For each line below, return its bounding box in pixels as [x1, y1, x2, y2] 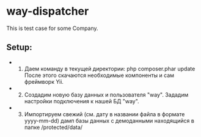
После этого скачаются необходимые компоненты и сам [24, 72, 175, 79]
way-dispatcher [6, 4, 89, 18]
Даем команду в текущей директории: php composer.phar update [24, 65, 196, 72]
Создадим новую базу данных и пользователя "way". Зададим [24, 91, 189, 98]
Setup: [6, 42, 32, 53]
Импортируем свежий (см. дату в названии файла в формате [24, 110, 185, 117]
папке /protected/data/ [24, 124, 83, 131]
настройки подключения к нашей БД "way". [24, 97, 139, 105]
